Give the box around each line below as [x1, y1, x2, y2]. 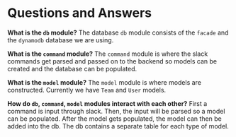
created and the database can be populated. [7, 64, 137, 73]
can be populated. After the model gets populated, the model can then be [7, 114, 222, 123]
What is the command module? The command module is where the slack [7, 49, 208, 58]
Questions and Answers [7, 5, 152, 21]
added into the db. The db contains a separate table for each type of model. [7, 121, 229, 130]
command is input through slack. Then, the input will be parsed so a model [7, 107, 225, 115]
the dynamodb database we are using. [7, 35, 114, 44]
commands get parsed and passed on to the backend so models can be [7, 56, 218, 65]
